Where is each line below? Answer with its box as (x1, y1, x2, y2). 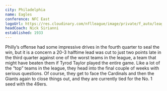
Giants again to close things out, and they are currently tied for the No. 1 (5, 76, 153, 82)
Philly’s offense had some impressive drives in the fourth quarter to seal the (5, 44, 160, 50)
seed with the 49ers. (5, 81, 48, 87)
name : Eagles (5, 12, 32, 17)
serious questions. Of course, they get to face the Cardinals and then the (5, 71, 155, 76)
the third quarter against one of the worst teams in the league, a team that (5, 55, 157, 60)
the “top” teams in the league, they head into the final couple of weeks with (5, 65, 160, 71)
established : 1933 (5, 30, 43, 35)
